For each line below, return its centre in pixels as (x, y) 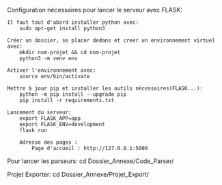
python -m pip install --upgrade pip (73, 95)
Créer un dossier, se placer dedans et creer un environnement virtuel (111, 40)
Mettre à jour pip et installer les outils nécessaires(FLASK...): (105, 88)
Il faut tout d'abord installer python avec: (73, 23)
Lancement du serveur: (39, 112)
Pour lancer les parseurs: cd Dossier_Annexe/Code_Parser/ (91, 161)
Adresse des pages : (48, 143)
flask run (33, 130)
